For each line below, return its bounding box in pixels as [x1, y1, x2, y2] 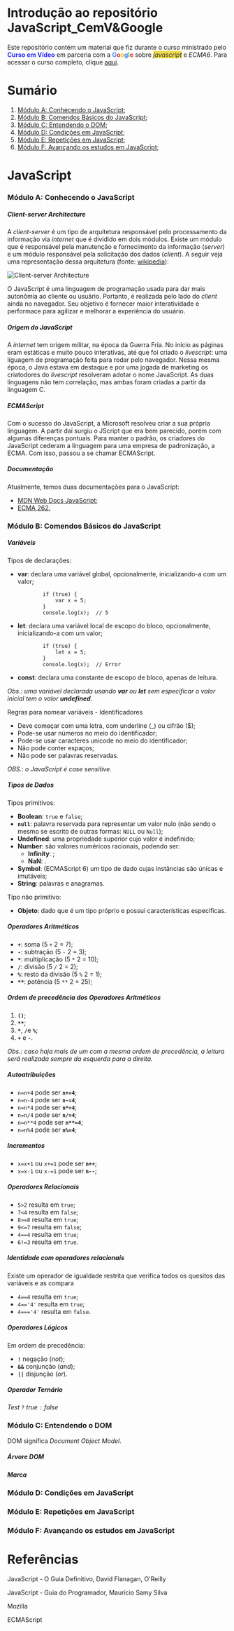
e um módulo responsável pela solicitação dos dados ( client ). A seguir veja [7, 250, 224, 258]
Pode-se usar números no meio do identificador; [17, 729, 158, 737]
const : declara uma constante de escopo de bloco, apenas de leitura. [17, 673, 218, 682]
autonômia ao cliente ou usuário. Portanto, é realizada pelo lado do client [7, 292, 218, 300]
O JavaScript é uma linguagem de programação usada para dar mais [7, 284, 205, 292]
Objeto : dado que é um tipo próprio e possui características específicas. [17, 906, 226, 914]
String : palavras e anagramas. [17, 879, 105, 888]
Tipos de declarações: [7, 556, 72, 564]
